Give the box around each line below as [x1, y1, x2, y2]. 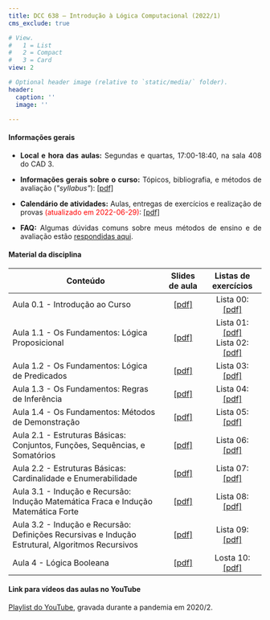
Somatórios [12, 450, 56, 461]
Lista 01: [215, 317, 249, 328]
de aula [168, 280, 198, 291]
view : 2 [8, 64, 35, 72]
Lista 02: [215, 337, 249, 348]
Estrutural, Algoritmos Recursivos [12, 539, 138, 550]
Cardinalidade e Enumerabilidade [12, 472, 138, 483]
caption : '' [15, 93, 56, 101]
